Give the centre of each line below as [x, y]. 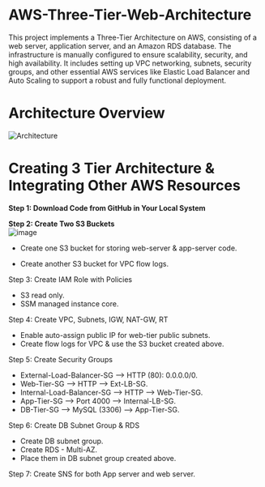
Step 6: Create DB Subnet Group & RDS [74, 425]
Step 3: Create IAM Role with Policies [71, 279]
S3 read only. [42, 295]
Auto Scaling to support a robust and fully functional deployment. [118, 80]
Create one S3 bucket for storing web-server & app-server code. [128, 248]
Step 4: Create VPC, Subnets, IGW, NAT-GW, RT [88, 319]
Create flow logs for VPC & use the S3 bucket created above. [122, 344]
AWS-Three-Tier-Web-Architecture [130, 15]
